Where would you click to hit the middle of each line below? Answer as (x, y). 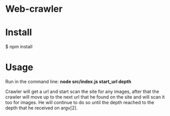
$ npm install (19, 47)
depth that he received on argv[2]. (41, 108)
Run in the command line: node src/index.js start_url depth (68, 82)
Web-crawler (34, 9)
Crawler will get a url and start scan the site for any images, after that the (82, 92)
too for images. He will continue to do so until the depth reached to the (80, 103)
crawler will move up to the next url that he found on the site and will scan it (85, 97)
